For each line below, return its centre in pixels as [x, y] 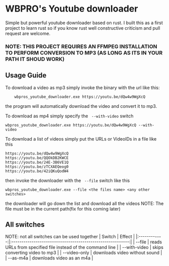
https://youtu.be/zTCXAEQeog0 [37, 167]
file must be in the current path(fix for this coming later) [63, 209]
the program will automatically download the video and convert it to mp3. [81, 106]
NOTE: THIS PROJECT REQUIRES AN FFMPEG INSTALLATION [81, 46]
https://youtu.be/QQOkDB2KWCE [37, 158]
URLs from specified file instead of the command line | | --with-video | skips [84, 247]
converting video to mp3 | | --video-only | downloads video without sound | [84, 253]
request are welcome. [28, 33]
